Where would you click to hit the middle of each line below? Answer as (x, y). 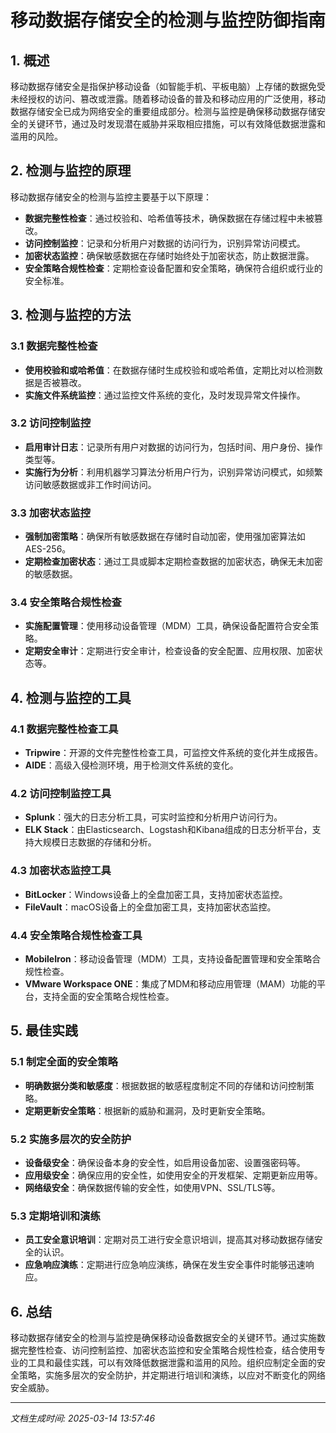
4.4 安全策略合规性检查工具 (76, 935)
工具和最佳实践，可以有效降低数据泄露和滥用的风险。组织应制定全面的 (172, 1363)
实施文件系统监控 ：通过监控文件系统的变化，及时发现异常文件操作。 (165, 395)
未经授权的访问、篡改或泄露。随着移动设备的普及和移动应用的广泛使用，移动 (168, 99)
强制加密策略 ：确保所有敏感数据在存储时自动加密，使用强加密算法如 (165, 537)
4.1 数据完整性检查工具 (64, 729)
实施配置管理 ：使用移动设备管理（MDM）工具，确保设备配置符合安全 (167, 626)
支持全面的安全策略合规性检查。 (108, 996)
